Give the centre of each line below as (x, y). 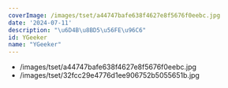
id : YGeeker (28, 37)
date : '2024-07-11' (40, 23)
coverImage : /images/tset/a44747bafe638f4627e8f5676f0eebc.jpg (114, 15)
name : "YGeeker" (35, 45)
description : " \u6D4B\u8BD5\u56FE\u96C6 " (77, 30)
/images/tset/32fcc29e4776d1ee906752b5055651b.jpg (109, 75)
